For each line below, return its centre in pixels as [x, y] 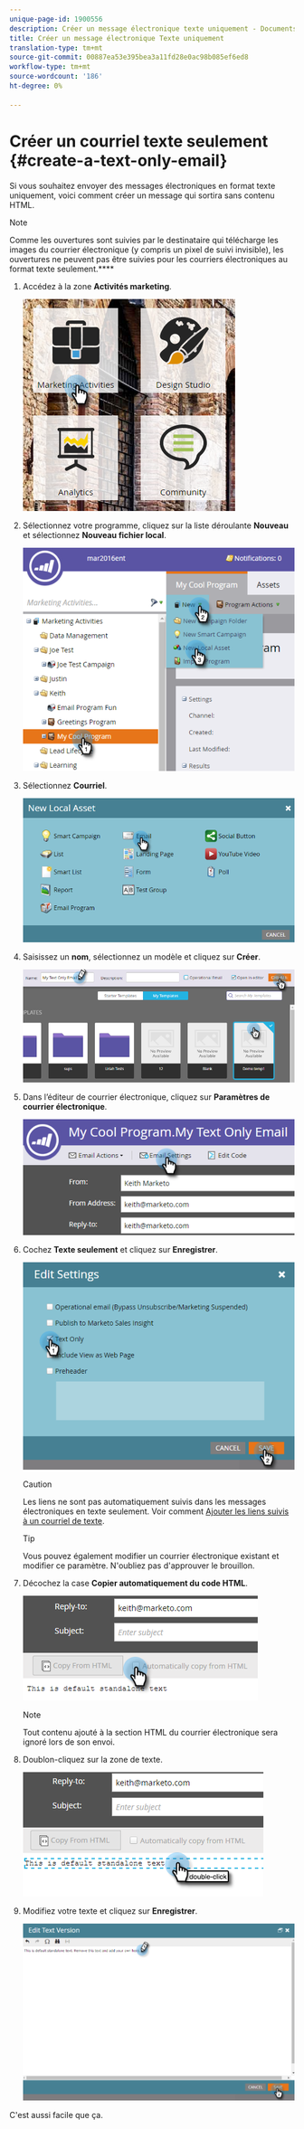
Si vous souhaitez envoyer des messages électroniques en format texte [142, 185]
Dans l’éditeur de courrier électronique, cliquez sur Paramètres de [146, 1097]
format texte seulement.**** [62, 269]
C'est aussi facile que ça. [57, 2115]
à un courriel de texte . [64, 1521]
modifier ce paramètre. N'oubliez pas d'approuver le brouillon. [138, 1566]
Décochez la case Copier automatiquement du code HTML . [135, 1584]
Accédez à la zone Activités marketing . [97, 286]
